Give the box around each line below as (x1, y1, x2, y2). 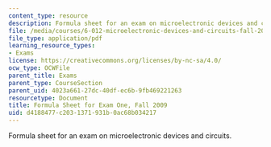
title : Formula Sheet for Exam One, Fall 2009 (8, 101, 168, 109)
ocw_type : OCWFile (8, 64, 70, 72)
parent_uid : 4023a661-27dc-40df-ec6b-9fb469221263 (8, 86, 182, 95)
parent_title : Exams (8, 71, 78, 80)
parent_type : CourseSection (8, 79, 103, 87)
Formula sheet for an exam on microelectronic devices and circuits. (8, 131, 232, 141)
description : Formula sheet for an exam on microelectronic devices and (8, 19, 258, 27)
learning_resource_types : (8, 42, 95, 50)
